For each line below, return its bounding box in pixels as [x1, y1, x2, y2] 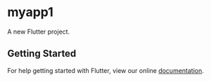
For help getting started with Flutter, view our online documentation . [7, 66, 204, 74]
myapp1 [7, 4, 54, 20]
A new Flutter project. [7, 27, 70, 36]
